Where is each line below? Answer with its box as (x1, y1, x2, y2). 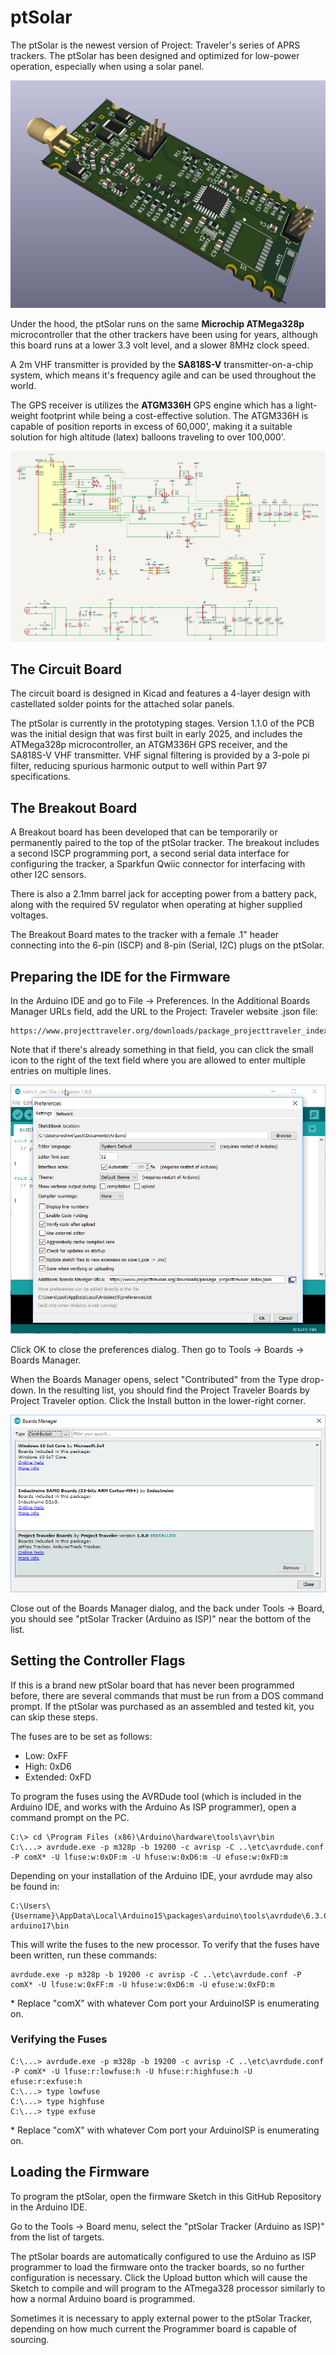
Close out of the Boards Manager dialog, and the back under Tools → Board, (10, 1602, 325, 1614)
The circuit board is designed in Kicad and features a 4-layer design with (10, 687, 311, 700)
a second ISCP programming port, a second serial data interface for (10, 847, 290, 860)
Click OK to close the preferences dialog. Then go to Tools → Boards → (10, 1343, 305, 1355)
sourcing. (10, 2333, 50, 2345)
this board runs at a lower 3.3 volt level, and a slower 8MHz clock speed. (10, 339, 310, 351)
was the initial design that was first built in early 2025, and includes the (10, 728, 303, 740)
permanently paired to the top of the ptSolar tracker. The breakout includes (10, 837, 320, 849)
